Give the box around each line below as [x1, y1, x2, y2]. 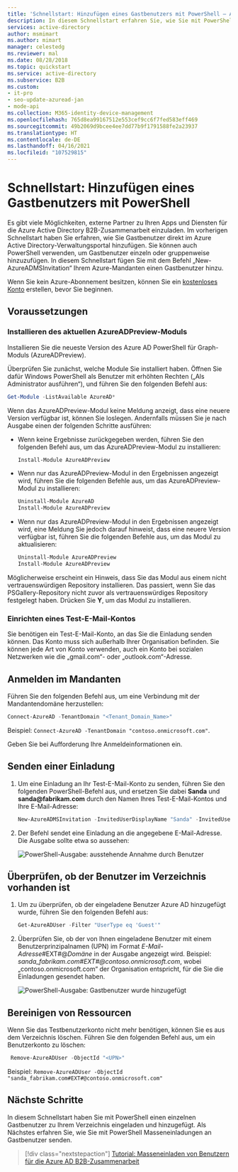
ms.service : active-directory [7, 70, 97, 77]
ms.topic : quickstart [7, 63, 72, 70]
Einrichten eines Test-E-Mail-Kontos [7, 613, 136, 623]
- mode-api [7, 103, 40, 110]
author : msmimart [7, 30, 59, 38]
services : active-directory [7, 23, 91, 31]
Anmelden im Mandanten [7, 673, 122, 685]
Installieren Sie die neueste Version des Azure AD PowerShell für [7, 343, 196, 352]
